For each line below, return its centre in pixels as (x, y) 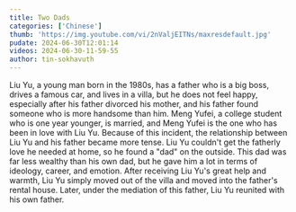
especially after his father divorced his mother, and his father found (134, 104)
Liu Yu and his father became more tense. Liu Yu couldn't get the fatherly (145, 142)
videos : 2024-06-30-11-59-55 (64, 51)
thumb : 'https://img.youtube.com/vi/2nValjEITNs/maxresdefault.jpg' (140, 34)
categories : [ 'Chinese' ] (56, 26)
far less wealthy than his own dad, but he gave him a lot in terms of (134, 161)
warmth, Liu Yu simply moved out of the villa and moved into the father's (144, 180)
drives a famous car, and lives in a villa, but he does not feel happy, (134, 94)
